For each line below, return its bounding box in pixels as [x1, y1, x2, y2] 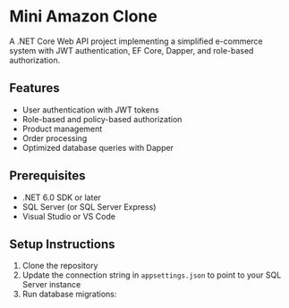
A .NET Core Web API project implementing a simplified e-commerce [9, 36, 264, 46]
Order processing [21, 132, 88, 144]
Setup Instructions [9, 237, 115, 252]
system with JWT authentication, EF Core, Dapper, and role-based [9, 45, 254, 55]
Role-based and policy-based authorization [21, 113, 183, 124]
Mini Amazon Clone [9, 6, 158, 27]
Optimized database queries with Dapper [21, 142, 174, 153]
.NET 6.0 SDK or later [21, 192, 101, 203]
